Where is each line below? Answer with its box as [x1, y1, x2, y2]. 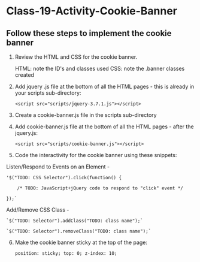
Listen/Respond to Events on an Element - [6, 163, 110, 170]
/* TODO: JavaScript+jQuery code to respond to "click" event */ [17, 185, 184, 191]
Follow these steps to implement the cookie [6, 28, 172, 38]
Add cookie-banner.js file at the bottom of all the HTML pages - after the [14, 123, 194, 130]
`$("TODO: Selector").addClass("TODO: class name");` [6, 218, 144, 224]
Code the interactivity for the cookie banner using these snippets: [14, 152, 177, 158]
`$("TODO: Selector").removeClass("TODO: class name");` [6, 228, 151, 234]
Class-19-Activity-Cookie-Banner [6, 4, 178, 18]
